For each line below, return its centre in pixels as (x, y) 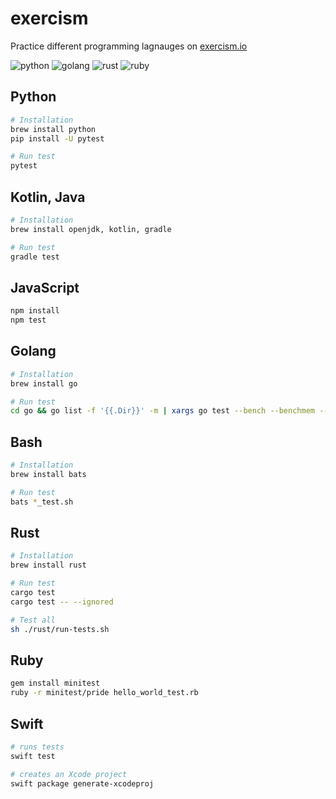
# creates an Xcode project (69, 774)
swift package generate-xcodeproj (82, 783)
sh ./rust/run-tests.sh (60, 629)
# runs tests (37, 747)
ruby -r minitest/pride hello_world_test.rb (104, 693)
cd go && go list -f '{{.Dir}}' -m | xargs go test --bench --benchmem (162, 411)
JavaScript (45, 287)
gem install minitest (55, 683)
